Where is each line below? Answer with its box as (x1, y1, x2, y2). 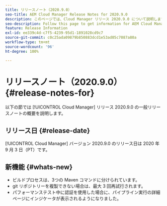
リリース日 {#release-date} (5, 126, 90, 135)
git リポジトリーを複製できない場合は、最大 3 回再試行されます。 (12, 183, 146, 189)
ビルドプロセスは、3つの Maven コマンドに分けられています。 (12, 177, 140, 183)
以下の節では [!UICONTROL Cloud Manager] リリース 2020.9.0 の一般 (5, 104, 148, 110)
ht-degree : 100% (5, 49, 39, 54)
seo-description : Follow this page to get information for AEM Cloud (5, 21, 153, 26)
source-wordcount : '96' (5, 44, 55, 49)
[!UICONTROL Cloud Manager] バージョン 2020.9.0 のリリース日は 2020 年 (5, 140, 160, 147)
